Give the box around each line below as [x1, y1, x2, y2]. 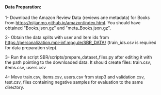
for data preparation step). [5, 45, 58, 51]
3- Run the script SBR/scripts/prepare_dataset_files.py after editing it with [5, 54, 152, 60]
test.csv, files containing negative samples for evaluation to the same [5, 79, 143, 85]
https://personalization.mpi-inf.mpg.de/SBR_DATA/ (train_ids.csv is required [5, 39, 157, 46]
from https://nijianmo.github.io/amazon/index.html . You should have [5, 20, 141, 26]
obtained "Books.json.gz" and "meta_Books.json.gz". [5, 25, 111, 31]
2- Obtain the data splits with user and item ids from [5, 35, 109, 40]
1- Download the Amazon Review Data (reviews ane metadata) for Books [5, 15, 150, 20]
